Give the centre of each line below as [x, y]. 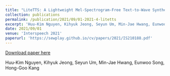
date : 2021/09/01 [24, 29]
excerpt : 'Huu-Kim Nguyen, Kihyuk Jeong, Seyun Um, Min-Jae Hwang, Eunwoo [86, 24]
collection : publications [32, 15]
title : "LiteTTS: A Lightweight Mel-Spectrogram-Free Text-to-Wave [78, 10]
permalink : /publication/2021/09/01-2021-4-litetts [61, 19]
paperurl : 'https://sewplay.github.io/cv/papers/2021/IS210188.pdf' [79, 39]
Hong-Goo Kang [22, 68]
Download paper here [28, 52]
